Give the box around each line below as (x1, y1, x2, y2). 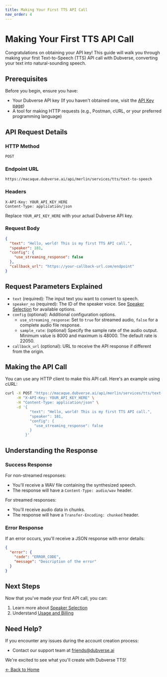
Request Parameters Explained (5, 282, 103, 291)
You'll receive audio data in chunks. (12, 507, 85, 512)
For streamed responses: (5, 497, 57, 503)
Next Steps (5, 582, 40, 591)
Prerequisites (5, 75, 48, 83)
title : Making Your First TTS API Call (5, 7, 88, 12)
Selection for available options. (12, 306, 76, 312)
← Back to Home (5, 667, 40, 673)
